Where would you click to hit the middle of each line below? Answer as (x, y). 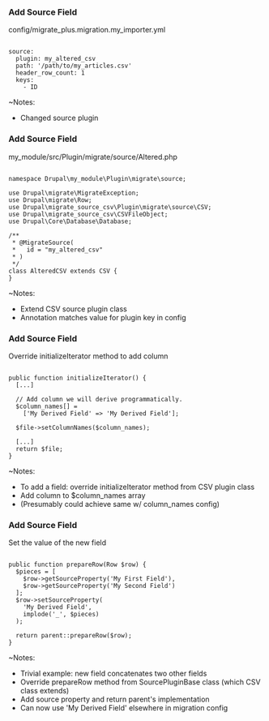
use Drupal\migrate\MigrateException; (74, 193)
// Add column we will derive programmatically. (99, 399)
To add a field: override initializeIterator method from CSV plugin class (137, 487)
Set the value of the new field (58, 543)
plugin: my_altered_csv (56, 59)
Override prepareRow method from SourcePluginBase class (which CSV (140, 682)
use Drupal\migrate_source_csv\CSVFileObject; (88, 214)
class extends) (45, 691)
